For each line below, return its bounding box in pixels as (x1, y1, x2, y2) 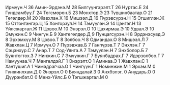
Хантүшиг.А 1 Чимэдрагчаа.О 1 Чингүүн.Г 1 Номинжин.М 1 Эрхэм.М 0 (5, 63, 156, 69)
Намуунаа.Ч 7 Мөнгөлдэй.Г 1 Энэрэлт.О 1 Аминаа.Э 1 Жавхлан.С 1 (5, 58, 148, 64)
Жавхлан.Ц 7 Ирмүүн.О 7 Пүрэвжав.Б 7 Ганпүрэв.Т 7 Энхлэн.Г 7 (5, 42, 145, 48)
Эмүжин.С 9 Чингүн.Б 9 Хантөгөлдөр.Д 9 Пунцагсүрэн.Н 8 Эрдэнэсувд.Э (5, 31, 165, 37)
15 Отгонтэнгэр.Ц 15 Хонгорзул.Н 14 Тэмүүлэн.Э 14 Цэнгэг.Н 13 (5, 20, 141, 26)
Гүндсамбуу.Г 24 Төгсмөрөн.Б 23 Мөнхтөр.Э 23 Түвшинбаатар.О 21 (5, 10, 153, 16)
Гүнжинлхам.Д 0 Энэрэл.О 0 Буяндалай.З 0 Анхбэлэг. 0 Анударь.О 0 (5, 69, 155, 75)
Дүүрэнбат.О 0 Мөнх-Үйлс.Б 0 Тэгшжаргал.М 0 (5, 74, 108, 80)
